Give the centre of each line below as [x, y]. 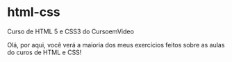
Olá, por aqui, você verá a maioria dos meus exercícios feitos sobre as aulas [116, 45]
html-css [34, 12]
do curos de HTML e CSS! [44, 52]
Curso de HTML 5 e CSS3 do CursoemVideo [71, 31]
